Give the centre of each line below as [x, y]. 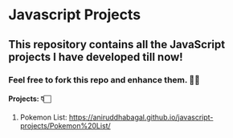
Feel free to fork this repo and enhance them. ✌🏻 [104, 79]
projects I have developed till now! [96, 57]
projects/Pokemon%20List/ [65, 125]
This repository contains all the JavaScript [117, 45]
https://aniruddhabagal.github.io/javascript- [141, 117]
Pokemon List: [43, 117]
